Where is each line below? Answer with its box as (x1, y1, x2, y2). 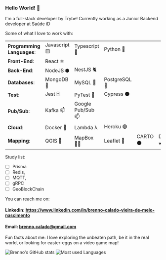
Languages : (7, 49, 36, 56)
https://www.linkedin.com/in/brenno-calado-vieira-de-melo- (25, 207, 155, 213)
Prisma (12, 164, 27, 170)
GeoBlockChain (12, 186, 44, 192)
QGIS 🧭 (45, 137, 62, 144)
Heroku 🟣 (104, 123, 127, 130)
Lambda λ (74, 124, 98, 131)
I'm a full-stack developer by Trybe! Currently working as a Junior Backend (5, 16, 158, 22)
